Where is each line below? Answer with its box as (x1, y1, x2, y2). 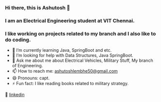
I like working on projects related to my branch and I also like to (5, 30, 156, 37)
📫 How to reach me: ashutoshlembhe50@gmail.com (12, 68, 118, 74)
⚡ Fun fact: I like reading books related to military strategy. (12, 81, 129, 87)
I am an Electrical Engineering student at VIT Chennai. (5, 17, 135, 24)
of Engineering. (12, 63, 43, 69)
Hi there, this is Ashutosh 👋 (5, 4, 70, 11)
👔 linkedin (5, 92, 25, 98)
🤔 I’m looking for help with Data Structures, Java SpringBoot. (12, 53, 133, 58)
